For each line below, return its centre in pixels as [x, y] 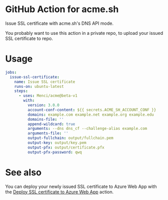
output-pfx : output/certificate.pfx [66, 147]
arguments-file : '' [48, 133]
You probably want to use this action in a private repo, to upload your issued [84, 33]
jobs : [11, 72]
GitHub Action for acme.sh [62, 9]
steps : [21, 91]
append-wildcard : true [51, 124]
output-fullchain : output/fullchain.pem [70, 138]
